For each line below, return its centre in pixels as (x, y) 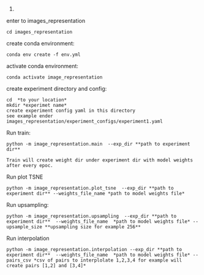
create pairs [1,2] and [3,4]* (46, 266)
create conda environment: (40, 43)
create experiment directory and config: (57, 89)
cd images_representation (39, 32)
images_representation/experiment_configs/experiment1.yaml (85, 122)
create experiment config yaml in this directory (71, 110)
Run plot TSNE (25, 177)
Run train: (18, 133)
